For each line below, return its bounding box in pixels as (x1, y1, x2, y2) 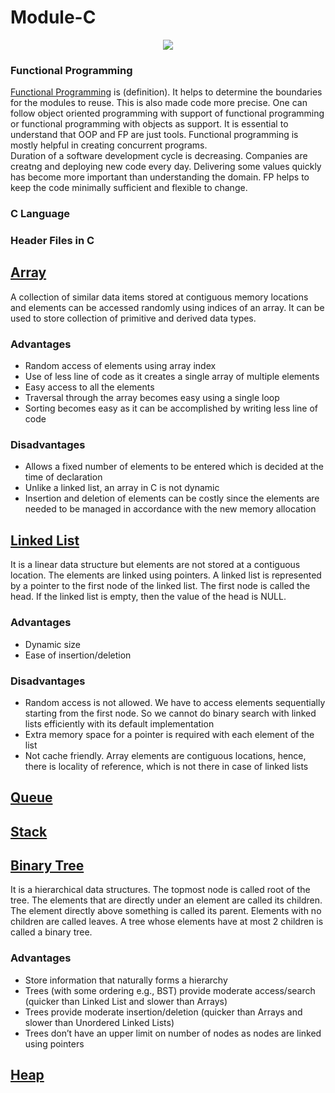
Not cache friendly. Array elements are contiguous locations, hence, (24, 749, 307, 761)
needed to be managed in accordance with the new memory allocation (24, 503, 317, 515)
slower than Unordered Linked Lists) (24, 1016, 175, 1028)
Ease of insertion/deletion (24, 649, 132, 661)
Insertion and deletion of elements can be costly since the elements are (24, 492, 320, 505)
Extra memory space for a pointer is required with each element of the (24, 728, 315, 740)
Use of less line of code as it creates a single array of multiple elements (24, 371, 320, 383)
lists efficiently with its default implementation (24, 717, 215, 730)
